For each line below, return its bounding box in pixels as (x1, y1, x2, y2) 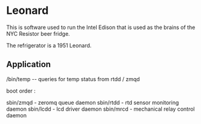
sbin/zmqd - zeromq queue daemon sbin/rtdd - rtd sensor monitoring (6, 99, 179, 106)
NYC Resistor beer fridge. (6, 30, 71, 37)
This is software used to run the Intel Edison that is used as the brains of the (6, 24, 196, 31)
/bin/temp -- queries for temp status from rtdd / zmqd (6, 75, 140, 82)
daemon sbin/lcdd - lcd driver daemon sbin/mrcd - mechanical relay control (6, 105, 195, 113)
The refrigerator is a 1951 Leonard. (6, 42, 92, 49)
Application (6, 59, 51, 70)
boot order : (6, 87, 36, 94)
